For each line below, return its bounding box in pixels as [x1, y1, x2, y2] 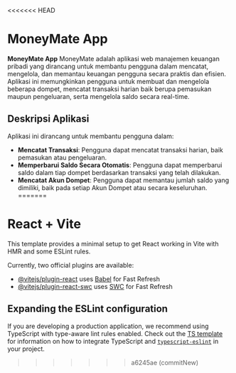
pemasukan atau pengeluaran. [17, 153, 107, 162]
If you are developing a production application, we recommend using [7, 322, 209, 330]
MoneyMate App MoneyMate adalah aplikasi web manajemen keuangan [7, 54, 220, 63]
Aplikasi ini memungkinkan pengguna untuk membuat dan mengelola [7, 77, 210, 85]
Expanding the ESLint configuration [7, 303, 168, 315]
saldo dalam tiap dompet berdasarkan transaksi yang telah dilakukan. [17, 168, 221, 177]
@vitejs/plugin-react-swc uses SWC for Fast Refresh [17, 282, 173, 290]
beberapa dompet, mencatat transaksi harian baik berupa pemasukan [7, 85, 212, 93]
